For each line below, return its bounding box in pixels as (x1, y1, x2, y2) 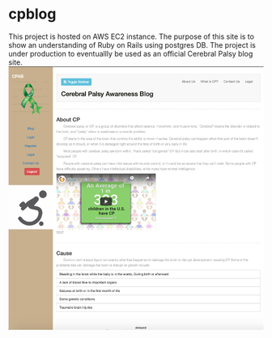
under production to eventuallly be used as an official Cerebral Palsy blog (8, 49, 253, 58)
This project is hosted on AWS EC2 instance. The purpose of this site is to (8, 32, 255, 41)
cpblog (8, 5, 57, 23)
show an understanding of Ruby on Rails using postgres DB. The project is (8, 40, 257, 49)
